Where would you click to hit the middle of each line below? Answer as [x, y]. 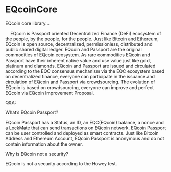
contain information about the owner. [44, 144]
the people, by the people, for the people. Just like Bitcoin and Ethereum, [82, 39]
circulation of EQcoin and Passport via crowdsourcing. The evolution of [80, 82]
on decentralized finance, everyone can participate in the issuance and [80, 76]
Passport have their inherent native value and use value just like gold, [78, 60]
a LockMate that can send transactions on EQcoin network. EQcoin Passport [86, 128]
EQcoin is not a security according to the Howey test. [61, 163]
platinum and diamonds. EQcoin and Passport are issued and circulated [80, 66]
